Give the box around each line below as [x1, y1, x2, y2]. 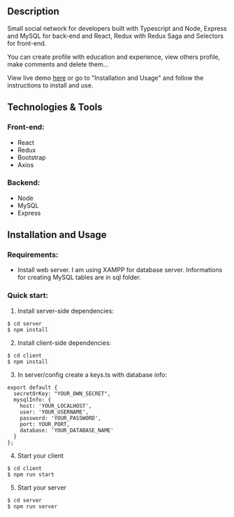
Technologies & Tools [7, 101, 103, 113]
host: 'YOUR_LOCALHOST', [20, 402, 92, 409]
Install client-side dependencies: [17, 339, 112, 347]
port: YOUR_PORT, [20, 420, 71, 427]
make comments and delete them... [7, 59, 109, 69]
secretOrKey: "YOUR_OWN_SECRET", [13, 390, 111, 397]
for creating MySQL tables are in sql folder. [17, 273, 141, 282]
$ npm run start [7, 471, 54, 478]
